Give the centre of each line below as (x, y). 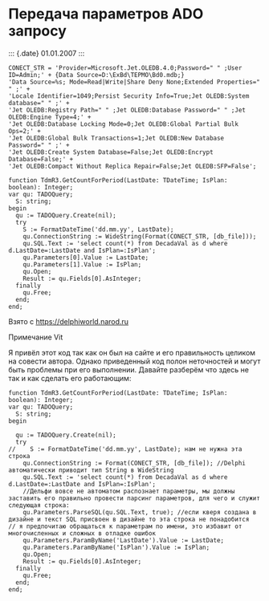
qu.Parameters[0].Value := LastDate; (86, 258)
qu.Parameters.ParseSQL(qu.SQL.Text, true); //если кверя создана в (140, 512)
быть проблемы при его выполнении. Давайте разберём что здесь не (128, 369)
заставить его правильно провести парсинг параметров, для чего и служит (134, 498)
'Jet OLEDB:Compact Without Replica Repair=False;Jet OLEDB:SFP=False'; (132, 166)
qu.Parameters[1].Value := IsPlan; (82, 264)
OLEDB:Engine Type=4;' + (50, 117)
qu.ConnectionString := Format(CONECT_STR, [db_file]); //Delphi (134, 463)
